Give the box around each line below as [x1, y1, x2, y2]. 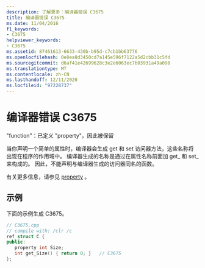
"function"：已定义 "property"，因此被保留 [6, 132, 114, 139]
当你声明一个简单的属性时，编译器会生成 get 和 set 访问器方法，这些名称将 [6, 144, 194, 152]
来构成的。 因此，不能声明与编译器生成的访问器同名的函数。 [6, 160, 157, 167]
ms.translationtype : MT [6, 65, 67, 72]
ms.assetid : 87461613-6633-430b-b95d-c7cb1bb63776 [6, 49, 138, 55]
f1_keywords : [6, 26, 40, 32]
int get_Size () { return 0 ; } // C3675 [14, 250, 121, 256]
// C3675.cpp [6, 222, 40, 228]
